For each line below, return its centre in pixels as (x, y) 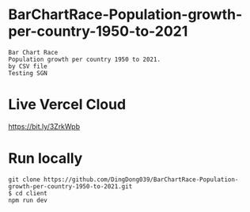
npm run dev (28, 200)
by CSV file (28, 66)
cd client (31, 193)
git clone (25, 180)
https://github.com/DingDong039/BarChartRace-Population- (141, 180)
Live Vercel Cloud (67, 105)
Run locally (45, 159)
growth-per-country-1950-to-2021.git (70, 186)
